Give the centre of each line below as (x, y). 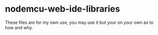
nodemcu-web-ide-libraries (62, 9)
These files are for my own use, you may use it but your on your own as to (79, 22)
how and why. (19, 27)
